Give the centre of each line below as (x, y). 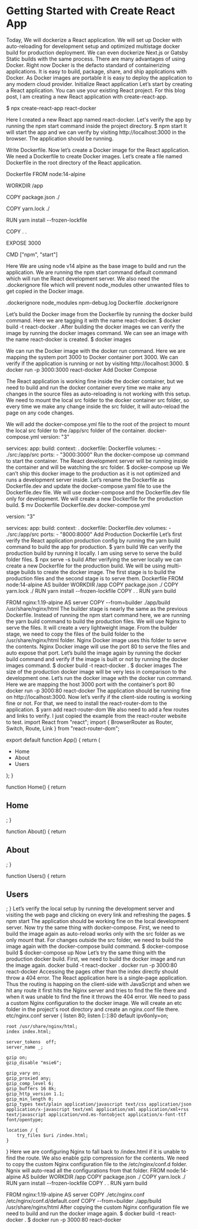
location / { (22, 1131)
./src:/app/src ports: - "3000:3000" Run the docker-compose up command (98, 454)
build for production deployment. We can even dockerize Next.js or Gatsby (97, 52)
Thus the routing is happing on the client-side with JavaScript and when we (98, 984)
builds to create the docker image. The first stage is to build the (98, 572)
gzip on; (17, 1058)
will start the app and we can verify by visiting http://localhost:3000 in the (96, 132)
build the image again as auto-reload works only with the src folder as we (95, 934)
